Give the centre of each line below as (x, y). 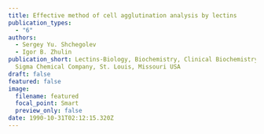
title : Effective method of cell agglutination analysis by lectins (123, 15)
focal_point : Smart (47, 103)
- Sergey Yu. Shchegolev (56, 45)
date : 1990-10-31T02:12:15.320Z (61, 118)
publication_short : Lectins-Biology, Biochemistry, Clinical (110, 60)
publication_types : (40, 23)
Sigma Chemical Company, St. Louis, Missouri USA (98, 67)
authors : (22, 37)
